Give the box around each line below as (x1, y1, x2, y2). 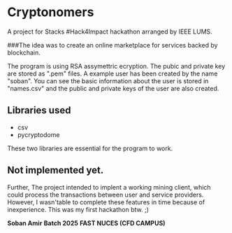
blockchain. (7, 48, 41, 57)
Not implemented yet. (7, 164, 104, 176)
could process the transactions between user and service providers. (7, 190, 204, 199)
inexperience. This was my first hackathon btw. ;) (7, 205, 149, 213)
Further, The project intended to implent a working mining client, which (7, 183, 211, 191)
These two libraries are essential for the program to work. (7, 144, 173, 153)
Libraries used (7, 104, 71, 116)
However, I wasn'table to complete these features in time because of (7, 197, 205, 206)
